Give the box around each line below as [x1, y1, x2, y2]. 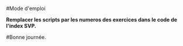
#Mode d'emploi [6, 5, 46, 12]
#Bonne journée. [6, 34, 47, 40]
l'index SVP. [6, 23, 37, 29]
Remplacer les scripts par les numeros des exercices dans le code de [6, 16, 177, 23]
